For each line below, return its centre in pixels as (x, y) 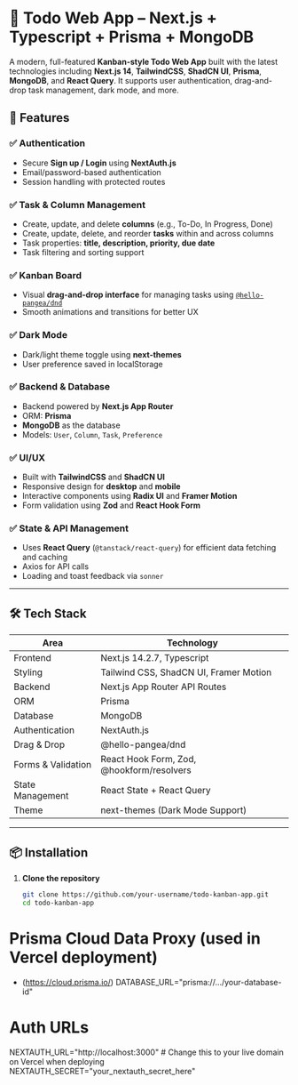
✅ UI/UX (27, 457)
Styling (28, 672)
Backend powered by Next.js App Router (98, 406)
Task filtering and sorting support (83, 252)
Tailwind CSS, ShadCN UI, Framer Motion (186, 672)
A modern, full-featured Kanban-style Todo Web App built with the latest (144, 61)
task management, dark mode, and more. (103, 90)
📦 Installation (49, 852)
